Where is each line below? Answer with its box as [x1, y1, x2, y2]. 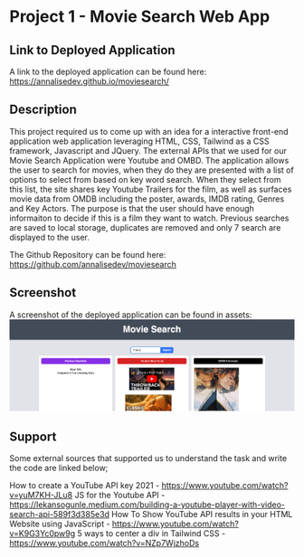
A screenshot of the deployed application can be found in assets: [9, 309, 252, 320]
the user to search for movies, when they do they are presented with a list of [9, 165, 294, 175]
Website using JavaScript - [9, 518, 110, 530]
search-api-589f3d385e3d [9, 509, 110, 520]
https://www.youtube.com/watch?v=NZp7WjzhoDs [9, 538, 200, 549]
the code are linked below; [9, 463, 109, 474]
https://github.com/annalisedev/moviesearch [9, 259, 176, 269]
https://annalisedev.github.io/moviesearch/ [9, 76, 170, 87]
